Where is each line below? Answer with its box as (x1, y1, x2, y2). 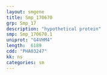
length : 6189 (6, 43, 42, 49)
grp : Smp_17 (6, 20, 36, 26)
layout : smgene (6, 8, 45, 15)
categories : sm (6, 59, 45, 65)
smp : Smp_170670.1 (6, 31, 53, 37)
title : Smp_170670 (6, 15, 53, 21)
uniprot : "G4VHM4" (6, 37, 53, 43)
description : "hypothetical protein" (6, 25, 102, 32)
